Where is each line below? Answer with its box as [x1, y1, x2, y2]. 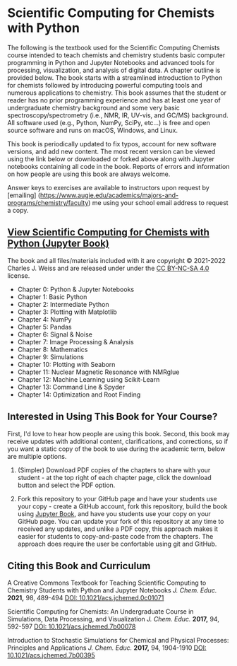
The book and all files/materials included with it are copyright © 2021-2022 [7, 256, 226, 264]
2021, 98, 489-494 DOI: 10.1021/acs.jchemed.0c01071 [7, 594, 164, 602]
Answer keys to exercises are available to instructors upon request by [7, 183, 209, 192]
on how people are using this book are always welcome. [7, 170, 171, 178]
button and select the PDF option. [17, 481, 116, 489]
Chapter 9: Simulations [17, 352, 85, 361]
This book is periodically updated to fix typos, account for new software [7, 139, 217, 148]
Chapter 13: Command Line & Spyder [17, 382, 126, 391]
